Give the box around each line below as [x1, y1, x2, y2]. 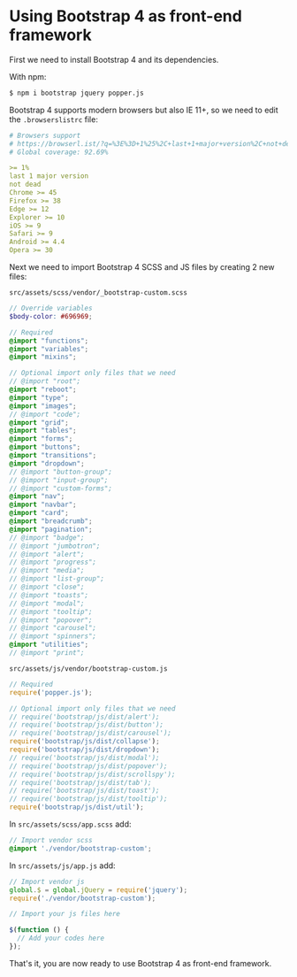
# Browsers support [9, 131, 81, 140]
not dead [9, 180, 42, 189]
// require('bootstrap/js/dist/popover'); [9, 761, 168, 771]
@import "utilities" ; [9, 640, 89, 650]
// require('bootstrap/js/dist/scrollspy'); [9, 770, 176, 779]
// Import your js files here [9, 910, 121, 919]
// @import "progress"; [9, 558, 97, 567]
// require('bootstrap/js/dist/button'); [9, 720, 164, 729]
